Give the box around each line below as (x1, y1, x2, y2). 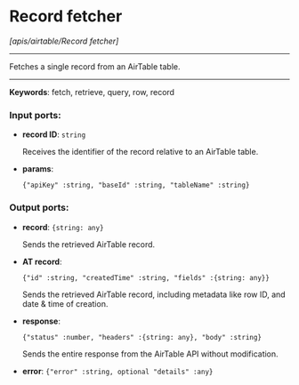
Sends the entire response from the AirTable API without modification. (21, 349, 279, 359)
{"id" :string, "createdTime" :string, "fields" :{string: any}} (21, 273, 270, 282)
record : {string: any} (21, 221, 104, 232)
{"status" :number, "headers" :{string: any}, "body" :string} (21, 333, 263, 341)
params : (21, 164, 54, 174)
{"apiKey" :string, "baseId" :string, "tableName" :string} (21, 180, 250, 190)
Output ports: (9, 202, 69, 214)
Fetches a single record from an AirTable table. (9, 60, 181, 72)
